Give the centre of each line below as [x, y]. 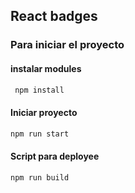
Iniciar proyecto [44, 112]
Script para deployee [55, 156]
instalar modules [46, 68]
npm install [39, 90]
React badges [54, 16]
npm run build [40, 177]
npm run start [40, 134]
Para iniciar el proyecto [67, 45]
